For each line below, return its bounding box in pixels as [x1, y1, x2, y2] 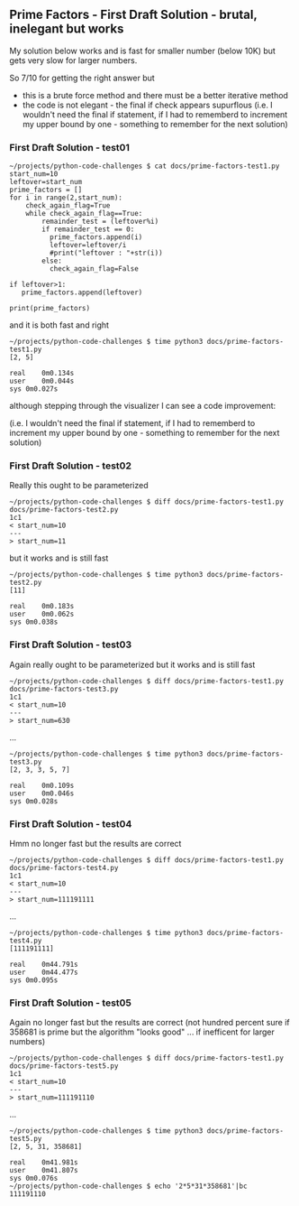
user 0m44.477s [9, 968, 78, 977]
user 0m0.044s [9, 376, 75, 386]
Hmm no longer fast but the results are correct [9, 839, 182, 849]
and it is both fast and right [9, 320, 110, 330]
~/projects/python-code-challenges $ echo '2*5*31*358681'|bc [9, 1182, 248, 1191]
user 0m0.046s [9, 789, 75, 798]
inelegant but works [9, 22, 124, 37]
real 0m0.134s [9, 369, 75, 378]
